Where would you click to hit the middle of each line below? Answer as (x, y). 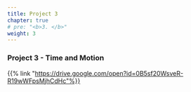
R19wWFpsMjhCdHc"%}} (44, 81)
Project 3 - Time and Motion (56, 58)
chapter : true (28, 20)
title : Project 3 (33, 14)
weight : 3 (22, 33)
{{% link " (21, 73)
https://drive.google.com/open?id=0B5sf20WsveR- (109, 73)
